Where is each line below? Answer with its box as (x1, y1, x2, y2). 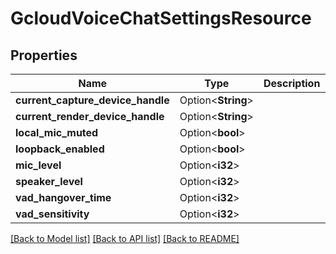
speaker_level (15, 175, 83, 188)
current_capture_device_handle (15, 93, 170, 107)
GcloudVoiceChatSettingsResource (10, 7, 312, 30)
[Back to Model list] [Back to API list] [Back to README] (10, 233, 240, 244)
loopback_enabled (15, 142, 105, 156)
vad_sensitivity (15, 207, 90, 221)
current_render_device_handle (15, 110, 165, 123)
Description (263, 77, 321, 90)
